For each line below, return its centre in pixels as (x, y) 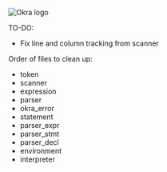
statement (36, 117)
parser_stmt (40, 134)
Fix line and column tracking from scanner (89, 43)
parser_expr (40, 125)
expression (38, 91)
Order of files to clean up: (51, 59)
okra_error (37, 108)
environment (41, 151)
